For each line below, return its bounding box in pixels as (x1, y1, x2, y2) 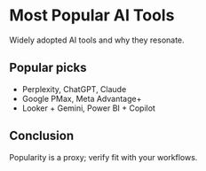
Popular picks (9, 60, 87, 75)
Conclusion (9, 128, 75, 144)
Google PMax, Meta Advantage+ (21, 93, 142, 104)
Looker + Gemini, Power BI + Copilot (21, 103, 155, 113)
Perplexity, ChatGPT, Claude (21, 83, 127, 94)
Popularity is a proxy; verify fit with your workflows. (9, 152, 198, 162)
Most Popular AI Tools (9, 5, 175, 26)
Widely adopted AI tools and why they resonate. (9, 35, 185, 45)
